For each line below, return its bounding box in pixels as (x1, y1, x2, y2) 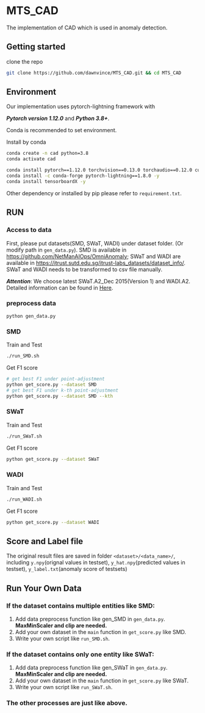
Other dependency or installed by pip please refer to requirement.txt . (6, 189, 182, 196)
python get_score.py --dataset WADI (6, 519, 99, 525)
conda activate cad (6, 156, 56, 162)
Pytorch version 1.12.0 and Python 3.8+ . (6, 114, 110, 122)
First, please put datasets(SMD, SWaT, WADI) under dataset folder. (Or (6, 239, 184, 247)
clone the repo (6, 58, 43, 65)
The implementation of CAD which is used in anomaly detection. (6, 24, 168, 31)
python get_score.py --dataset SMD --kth (6, 393, 113, 399)
